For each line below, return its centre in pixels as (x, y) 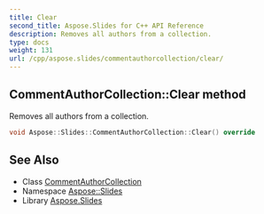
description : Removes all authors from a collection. (111, 34)
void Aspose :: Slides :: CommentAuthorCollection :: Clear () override (132, 132)
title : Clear (33, 17)
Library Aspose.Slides (62, 200)
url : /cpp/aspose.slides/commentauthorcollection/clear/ (116, 59)
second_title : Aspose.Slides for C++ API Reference (106, 26)
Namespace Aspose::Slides (72, 191)
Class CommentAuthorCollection (82, 181)
